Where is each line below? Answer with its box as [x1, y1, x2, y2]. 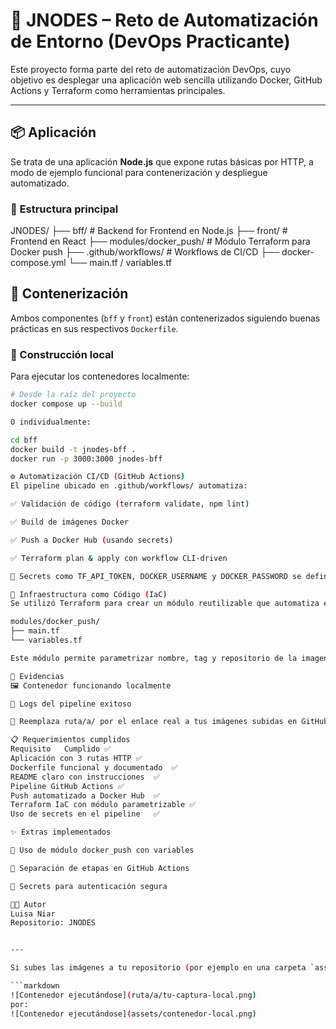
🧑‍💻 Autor [10, 899, 47, 909]
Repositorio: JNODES [10, 918, 97, 928]
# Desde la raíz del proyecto [10, 390, 137, 400]
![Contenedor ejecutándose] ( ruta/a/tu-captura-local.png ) [10, 990, 257, 1000]
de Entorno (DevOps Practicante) [10, 30, 291, 53]
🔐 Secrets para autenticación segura [10, 881, 168, 891]
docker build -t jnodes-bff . [10, 444, 137, 454]
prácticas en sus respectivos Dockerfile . [10, 322, 179, 334]
